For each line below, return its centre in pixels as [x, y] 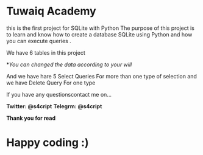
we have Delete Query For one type [51, 83]
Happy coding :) [48, 143]
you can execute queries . [39, 41]
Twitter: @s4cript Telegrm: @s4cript [54, 106]
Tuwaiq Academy [51, 11]
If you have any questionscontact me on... [59, 94]
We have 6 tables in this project [46, 52]
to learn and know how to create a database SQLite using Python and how [99, 34]
